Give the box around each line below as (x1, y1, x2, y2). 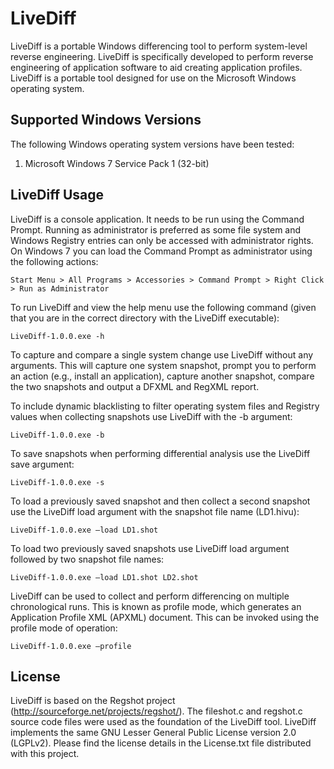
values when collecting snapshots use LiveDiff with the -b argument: (10, 410, 293, 422)
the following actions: (10, 255, 99, 267)
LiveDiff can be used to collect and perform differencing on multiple (10, 590, 290, 602)
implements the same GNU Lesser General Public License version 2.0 (10, 727, 297, 739)
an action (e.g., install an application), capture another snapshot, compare (10, 370, 315, 382)
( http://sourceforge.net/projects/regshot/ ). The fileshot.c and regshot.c (10, 705, 303, 717)
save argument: (10, 458, 75, 470)
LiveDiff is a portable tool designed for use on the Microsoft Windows (10, 72, 297, 84)
